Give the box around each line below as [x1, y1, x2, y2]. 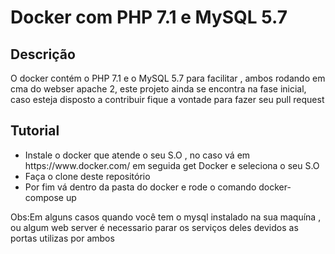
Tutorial [10, 122, 60, 140]
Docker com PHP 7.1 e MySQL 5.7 [10, 6, 288, 29]
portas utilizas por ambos [10, 232, 115, 244]
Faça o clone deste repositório [24, 170, 151, 182]
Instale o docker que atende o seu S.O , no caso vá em [24, 149, 251, 161]
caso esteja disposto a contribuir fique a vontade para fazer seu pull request [10, 94, 325, 105]
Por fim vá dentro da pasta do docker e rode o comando [24, 181, 257, 193]
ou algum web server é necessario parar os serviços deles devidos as [10, 221, 299, 233]
